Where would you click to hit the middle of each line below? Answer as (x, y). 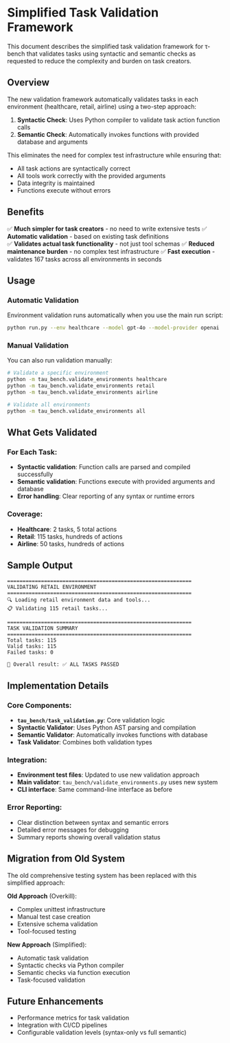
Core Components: (39, 705)
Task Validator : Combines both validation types (84, 742)
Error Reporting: (35, 808)
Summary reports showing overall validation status (89, 837)
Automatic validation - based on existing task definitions (88, 236)
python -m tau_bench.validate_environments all (77, 411)
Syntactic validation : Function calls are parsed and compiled (104, 467)
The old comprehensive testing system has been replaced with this (102, 875)
